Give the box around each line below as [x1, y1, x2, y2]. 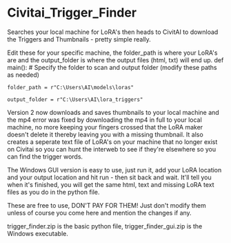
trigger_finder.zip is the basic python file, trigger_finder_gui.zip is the [7, 222, 203, 230]
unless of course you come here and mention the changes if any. [7, 208, 192, 217]
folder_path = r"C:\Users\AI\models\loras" [7, 84, 134, 91]
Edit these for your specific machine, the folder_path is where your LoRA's [7, 48, 218, 57]
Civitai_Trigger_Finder [7, 5, 137, 21]
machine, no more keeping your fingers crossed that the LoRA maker [7, 123, 203, 131]
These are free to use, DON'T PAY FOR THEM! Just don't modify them [7, 201, 206, 209]
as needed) [7, 71, 40, 79]
